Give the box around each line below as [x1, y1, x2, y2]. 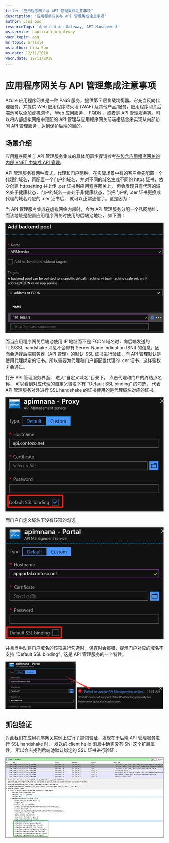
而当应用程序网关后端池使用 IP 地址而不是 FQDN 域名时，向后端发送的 [5, 338, 150, 345]
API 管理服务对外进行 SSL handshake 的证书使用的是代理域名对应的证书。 [5, 387, 158, 393]
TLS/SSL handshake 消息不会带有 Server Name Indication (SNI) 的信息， [5, 345, 156, 351]
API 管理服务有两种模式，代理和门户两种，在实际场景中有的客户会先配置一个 [5, 170, 163, 176]
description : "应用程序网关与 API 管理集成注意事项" [5, 13, 107, 19]
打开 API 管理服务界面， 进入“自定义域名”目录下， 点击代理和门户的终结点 [5, 375, 158, 381]
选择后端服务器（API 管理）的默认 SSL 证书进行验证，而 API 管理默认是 [14, 351, 162, 357]
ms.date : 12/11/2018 [5, 50, 49, 55]
